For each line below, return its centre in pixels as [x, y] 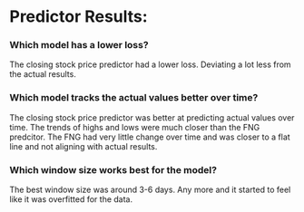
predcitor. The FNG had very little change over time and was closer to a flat [150, 137]
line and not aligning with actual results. [83, 146]
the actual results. [43, 74]
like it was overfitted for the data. [71, 199]
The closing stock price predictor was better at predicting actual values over [152, 117]
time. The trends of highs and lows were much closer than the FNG [135, 127]
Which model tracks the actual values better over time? [134, 98]
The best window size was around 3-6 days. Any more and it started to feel [150, 190]
